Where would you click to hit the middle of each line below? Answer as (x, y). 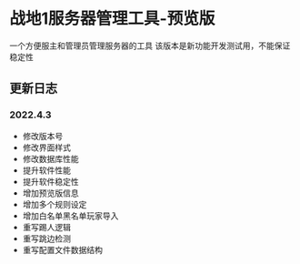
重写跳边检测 (46, 239)
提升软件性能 (46, 170)
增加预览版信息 (50, 193)
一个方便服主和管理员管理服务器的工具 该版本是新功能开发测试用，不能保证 (150, 46)
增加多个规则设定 (55, 204)
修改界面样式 (46, 147)
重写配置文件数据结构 (62, 249)
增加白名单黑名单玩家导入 (70, 216)
